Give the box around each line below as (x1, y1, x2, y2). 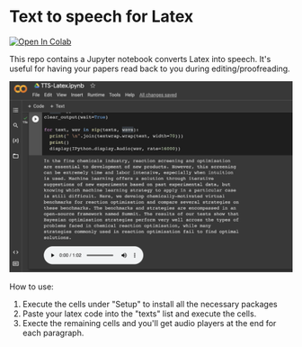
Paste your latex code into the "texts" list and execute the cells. (22, 308, 257, 319)
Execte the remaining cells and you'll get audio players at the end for (22, 318, 277, 329)
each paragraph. (22, 327, 84, 339)
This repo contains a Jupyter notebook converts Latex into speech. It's (9, 53, 271, 64)
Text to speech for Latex (9, 6, 194, 27)
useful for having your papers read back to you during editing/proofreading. (9, 63, 290, 74)
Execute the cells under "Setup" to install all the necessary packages (22, 299, 278, 310)
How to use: (9, 281, 54, 292)
